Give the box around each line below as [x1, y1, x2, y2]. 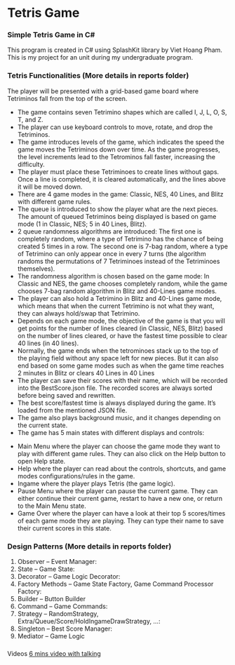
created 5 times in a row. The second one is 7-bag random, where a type [17, 242, 229, 250]
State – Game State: [17, 565, 75, 573]
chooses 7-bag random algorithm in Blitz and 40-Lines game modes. [17, 286, 217, 295]
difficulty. [17, 160, 45, 168]
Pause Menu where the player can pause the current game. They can [17, 486, 218, 495]
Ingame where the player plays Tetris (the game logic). [17, 479, 175, 488]
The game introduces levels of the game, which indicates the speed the [17, 137, 224, 146]
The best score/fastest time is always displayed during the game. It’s [17, 398, 216, 407]
